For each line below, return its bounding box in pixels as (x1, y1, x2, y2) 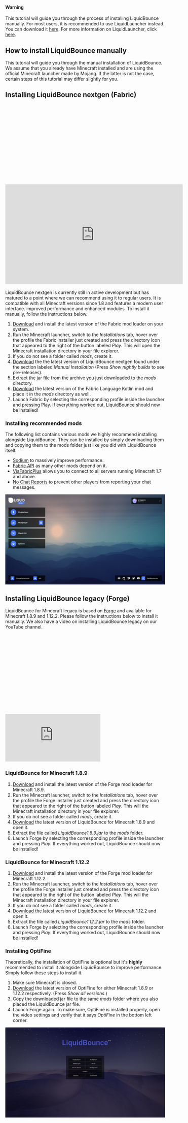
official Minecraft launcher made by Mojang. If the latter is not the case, (5, 71, 155, 77)
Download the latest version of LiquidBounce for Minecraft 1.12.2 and (12, 908, 157, 914)
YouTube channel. (5, 624, 43, 630)
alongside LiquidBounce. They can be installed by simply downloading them (5, 437, 164, 443)
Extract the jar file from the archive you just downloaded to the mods (12, 375, 156, 381)
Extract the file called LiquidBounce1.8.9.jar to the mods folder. (12, 830, 143, 836)
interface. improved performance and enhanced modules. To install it (5, 305, 149, 312)
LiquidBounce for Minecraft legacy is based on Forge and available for (5, 608, 152, 614)
